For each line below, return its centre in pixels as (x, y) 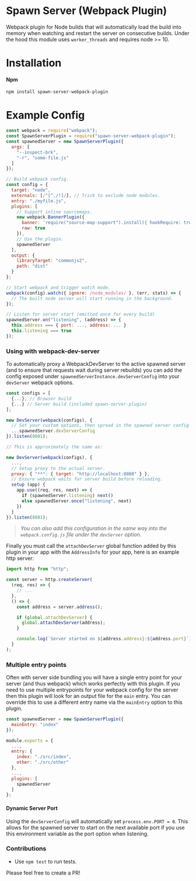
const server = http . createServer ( (49, 580)
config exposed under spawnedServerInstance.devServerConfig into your (93, 376)
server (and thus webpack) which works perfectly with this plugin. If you (93, 684)
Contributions (26, 849)
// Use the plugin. (40, 239)
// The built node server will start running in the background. (92, 298)
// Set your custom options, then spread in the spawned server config (100, 426)
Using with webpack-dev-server (53, 351)
